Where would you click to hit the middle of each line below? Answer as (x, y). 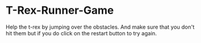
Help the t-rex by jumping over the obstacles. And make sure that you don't (100, 27)
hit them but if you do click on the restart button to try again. (81, 33)
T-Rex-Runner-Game (60, 10)
